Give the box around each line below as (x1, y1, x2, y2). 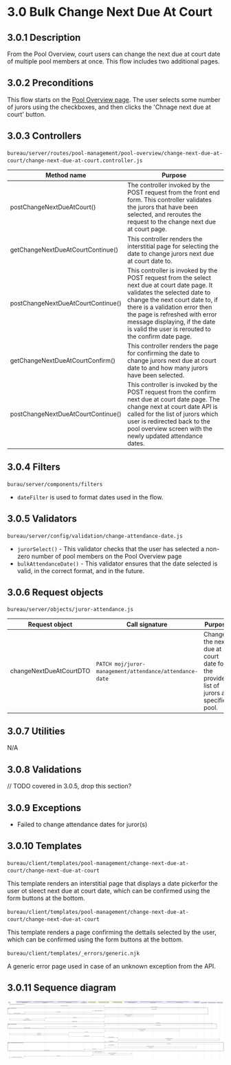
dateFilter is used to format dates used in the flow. (16, 492, 164, 501)
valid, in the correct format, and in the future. (16, 566, 145, 575)
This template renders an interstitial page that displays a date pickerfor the (7, 879, 219, 887)
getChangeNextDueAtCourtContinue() (10, 246, 119, 254)
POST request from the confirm (126, 388, 217, 397)
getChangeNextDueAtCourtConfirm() (10, 357, 115, 365)
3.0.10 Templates (7, 840, 82, 852)
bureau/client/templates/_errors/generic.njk (7, 950, 140, 957)
